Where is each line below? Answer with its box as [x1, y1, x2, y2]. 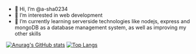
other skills [14, 30, 42, 37]
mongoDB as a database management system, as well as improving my [14, 24, 187, 31]
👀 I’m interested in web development [14, 12, 103, 19]
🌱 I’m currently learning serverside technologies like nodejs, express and [14, 18, 190, 24]
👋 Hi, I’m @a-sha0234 [14, 6, 68, 12]
